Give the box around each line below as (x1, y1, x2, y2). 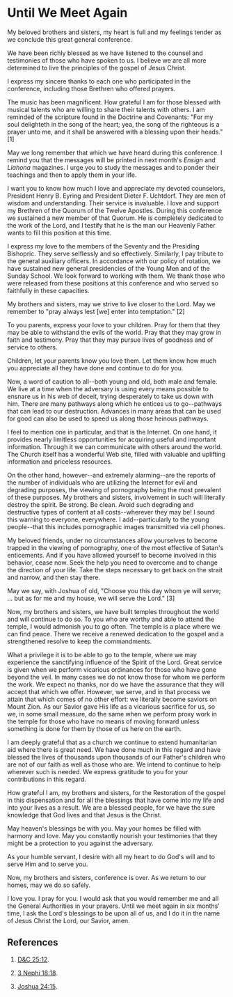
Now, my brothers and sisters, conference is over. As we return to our (7, 873, 207, 881)
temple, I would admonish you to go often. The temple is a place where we (7, 622, 220, 631)
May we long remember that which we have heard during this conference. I (7, 148, 223, 157)
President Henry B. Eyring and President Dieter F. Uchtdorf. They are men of (7, 191, 226, 200)
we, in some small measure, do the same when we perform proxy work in (7, 709, 218, 718)
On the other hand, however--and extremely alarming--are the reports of (7, 471, 216, 479)
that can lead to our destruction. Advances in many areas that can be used (7, 407, 221, 415)
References (7, 936, 58, 948)
